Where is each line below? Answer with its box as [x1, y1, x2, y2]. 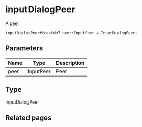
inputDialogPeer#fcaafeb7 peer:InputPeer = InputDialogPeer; [5, 30, 138, 35]
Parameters [5, 44, 43, 53]
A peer [5, 20, 19, 27]
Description [55, 59, 85, 66]
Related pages [5, 113, 52, 122]
